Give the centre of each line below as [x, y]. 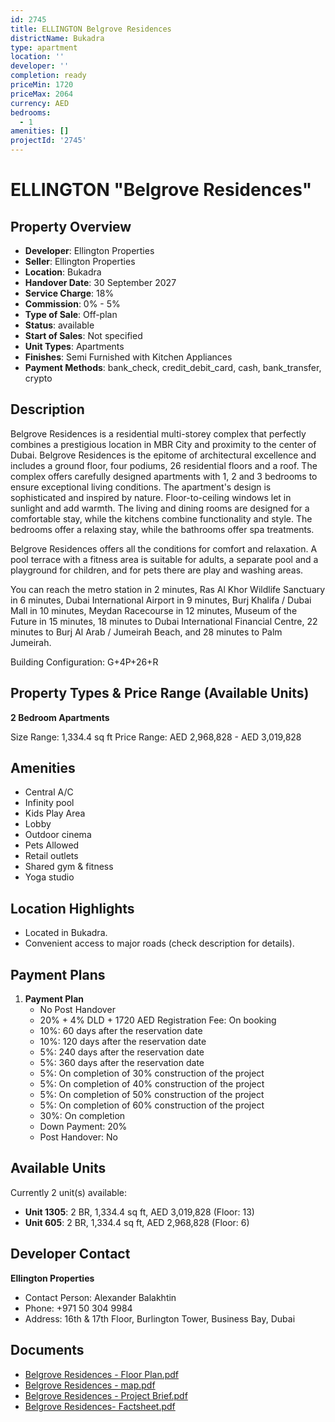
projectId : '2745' [48, 141]
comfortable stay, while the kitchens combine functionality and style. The [161, 518]
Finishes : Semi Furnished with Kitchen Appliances [128, 357]
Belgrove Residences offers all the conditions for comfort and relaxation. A [164, 548]
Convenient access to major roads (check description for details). [159, 943]
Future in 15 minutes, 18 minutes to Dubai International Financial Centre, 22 [164, 621]
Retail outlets [51, 856]
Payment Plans [58, 974]
